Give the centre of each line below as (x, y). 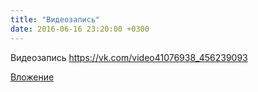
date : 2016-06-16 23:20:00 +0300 (80, 29)
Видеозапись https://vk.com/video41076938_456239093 (129, 57)
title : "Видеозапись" (55, 19)
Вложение (32, 77)
